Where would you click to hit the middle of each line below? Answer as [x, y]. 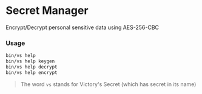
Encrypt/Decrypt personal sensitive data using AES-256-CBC [82, 27]
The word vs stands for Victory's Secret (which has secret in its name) [108, 84]
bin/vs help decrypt [32, 67]
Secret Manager [47, 11]
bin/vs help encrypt [32, 72]
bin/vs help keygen [30, 61]
